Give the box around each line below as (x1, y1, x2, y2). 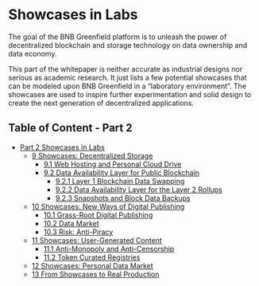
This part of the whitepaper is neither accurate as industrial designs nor (8, 64, 243, 73)
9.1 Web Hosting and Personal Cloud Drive (43, 159, 182, 169)
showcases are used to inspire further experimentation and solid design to (8, 89, 252, 99)
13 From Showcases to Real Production (31, 269, 160, 279)
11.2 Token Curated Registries (43, 253, 141, 262)
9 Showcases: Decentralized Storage (31, 151, 153, 160)
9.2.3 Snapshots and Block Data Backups (55, 193, 191, 202)
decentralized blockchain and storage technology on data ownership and (8, 40, 248, 49)
